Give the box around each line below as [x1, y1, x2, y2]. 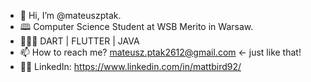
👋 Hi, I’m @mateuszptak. [19, 10, 122, 21]
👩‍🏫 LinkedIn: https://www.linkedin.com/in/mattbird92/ [19, 61, 242, 72]
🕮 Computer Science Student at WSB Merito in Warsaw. [19, 21, 254, 32]
